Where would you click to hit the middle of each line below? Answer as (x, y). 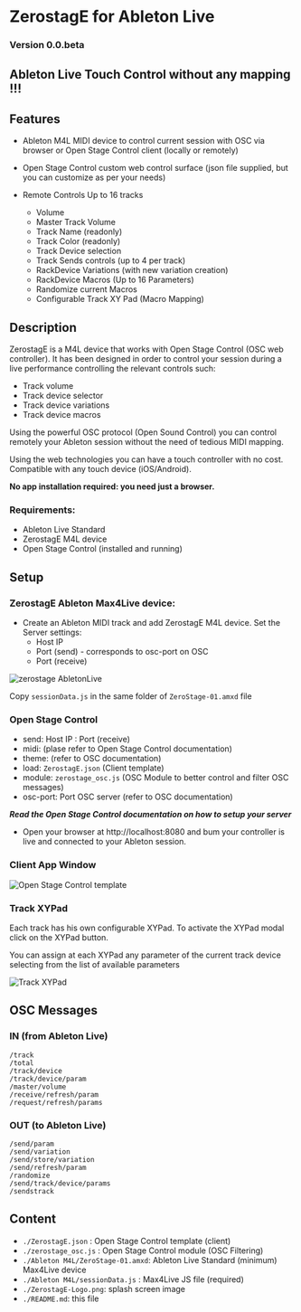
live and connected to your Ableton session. (104, 842)
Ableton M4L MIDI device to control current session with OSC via (143, 141)
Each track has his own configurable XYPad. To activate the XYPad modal (147, 928)
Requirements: (42, 510)
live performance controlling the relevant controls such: (113, 369)
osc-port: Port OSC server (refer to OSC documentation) (127, 797)
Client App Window (53, 865)
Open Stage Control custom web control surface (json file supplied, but (155, 168)
